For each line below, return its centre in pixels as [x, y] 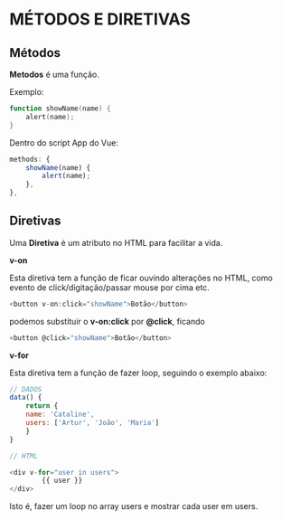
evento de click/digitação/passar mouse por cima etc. [109, 287]
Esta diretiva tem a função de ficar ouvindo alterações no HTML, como [141, 278]
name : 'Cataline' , [60, 415]
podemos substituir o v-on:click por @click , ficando [107, 321]
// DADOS [26, 389]
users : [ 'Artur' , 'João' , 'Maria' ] [93, 423]
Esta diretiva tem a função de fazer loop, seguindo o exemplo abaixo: [138, 373]
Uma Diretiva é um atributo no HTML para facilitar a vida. [116, 242]
